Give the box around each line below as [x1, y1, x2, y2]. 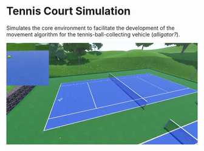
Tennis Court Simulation [6, 4, 131, 18]
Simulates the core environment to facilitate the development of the [6, 24, 175, 32]
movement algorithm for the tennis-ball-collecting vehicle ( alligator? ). [6, 30, 180, 38]
